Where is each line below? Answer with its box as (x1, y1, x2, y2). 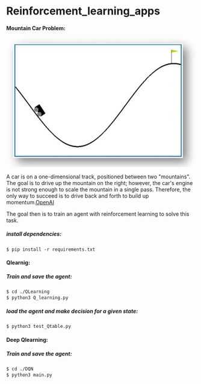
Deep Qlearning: (6, 336, 48, 343)
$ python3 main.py (6, 372, 52, 378)
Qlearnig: (6, 259, 31, 266)
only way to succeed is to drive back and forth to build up (6, 192, 149, 200)
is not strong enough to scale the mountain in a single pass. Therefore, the (6, 186, 191, 193)
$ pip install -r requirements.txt (6, 246, 96, 253)
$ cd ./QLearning (6, 289, 50, 295)
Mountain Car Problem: (6, 24, 66, 31)
